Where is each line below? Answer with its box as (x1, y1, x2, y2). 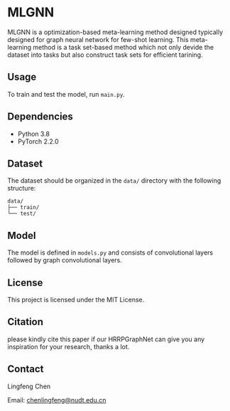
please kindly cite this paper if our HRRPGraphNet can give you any (7, 335, 205, 343)
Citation (7, 316, 44, 328)
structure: (7, 184, 36, 193)
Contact (7, 363, 44, 375)
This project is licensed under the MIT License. (7, 296, 145, 304)
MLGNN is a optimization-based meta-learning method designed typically (7, 28, 224, 36)
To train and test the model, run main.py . (7, 90, 126, 98)
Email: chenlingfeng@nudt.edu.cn (7, 395, 106, 404)
